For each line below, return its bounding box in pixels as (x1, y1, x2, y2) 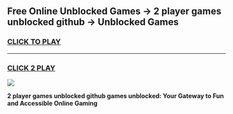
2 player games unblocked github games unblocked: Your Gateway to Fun (7, 91, 224, 99)
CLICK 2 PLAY (7, 63, 55, 73)
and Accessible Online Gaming (7, 99, 98, 107)
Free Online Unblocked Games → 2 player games (7, 6, 222, 17)
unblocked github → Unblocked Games (7, 17, 179, 28)
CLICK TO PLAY (7, 37, 61, 47)
